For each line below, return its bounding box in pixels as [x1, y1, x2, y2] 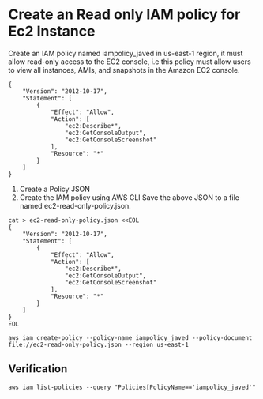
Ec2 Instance [8, 22, 96, 40]
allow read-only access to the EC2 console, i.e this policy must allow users [8, 57, 251, 66]
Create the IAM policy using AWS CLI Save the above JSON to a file [19, 192, 239, 202]
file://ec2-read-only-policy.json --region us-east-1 [8, 341, 190, 348]
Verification [8, 362, 68, 376]
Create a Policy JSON [19, 184, 91, 194]
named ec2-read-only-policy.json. [19, 201, 132, 210]
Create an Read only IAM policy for [8, 6, 241, 24]
